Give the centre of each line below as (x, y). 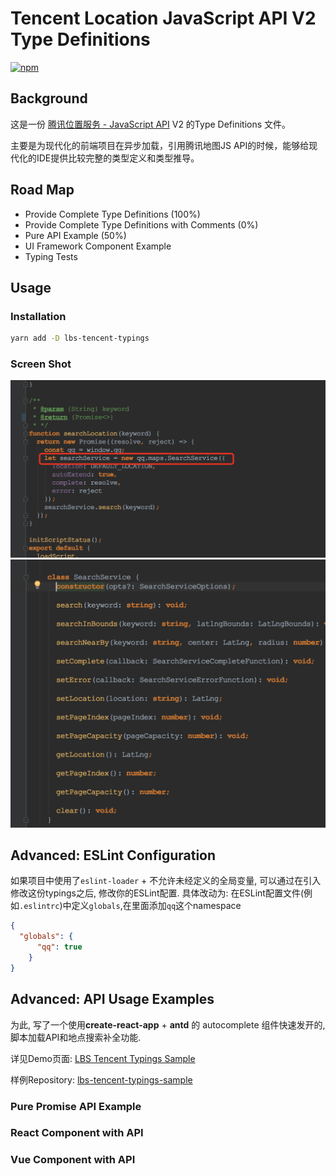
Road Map (42, 190)
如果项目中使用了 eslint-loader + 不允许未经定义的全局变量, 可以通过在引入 (166, 881)
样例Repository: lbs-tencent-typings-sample (101, 1079)
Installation (38, 316)
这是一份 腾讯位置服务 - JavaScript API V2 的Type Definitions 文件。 (151, 124)
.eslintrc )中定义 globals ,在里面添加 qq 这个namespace (130, 906)
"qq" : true (59, 947)
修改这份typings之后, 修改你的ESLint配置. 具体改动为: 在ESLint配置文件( (157, 893)
